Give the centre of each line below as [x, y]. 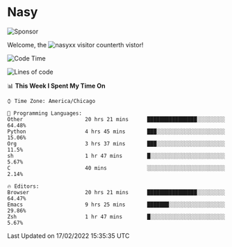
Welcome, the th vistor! [75, 45]
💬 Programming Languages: [44, 113]
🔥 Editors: [23, 186]
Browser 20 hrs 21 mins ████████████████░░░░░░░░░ [116, 192]
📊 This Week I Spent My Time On [56, 86]
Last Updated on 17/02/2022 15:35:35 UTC [68, 236]
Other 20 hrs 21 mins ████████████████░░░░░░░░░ [116, 119]
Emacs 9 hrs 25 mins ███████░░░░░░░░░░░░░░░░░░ [116, 205]
